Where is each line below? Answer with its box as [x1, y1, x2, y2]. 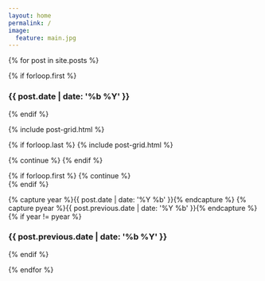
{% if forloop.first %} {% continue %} [8, 170, 131, 180]
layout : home [8, 11, 52, 20]
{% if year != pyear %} [8, 212, 82, 221]
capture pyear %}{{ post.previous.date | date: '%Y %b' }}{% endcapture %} [8, 203, 258, 213]
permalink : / [8, 19, 52, 27]
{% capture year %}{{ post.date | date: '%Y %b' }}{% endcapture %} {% [8, 194, 247, 204]
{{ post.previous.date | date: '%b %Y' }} [8, 232, 167, 243]
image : [8, 26, 30, 34]
